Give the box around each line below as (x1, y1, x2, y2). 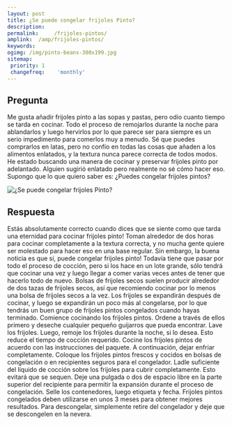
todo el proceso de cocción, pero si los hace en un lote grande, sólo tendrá (7, 262, 223, 270)
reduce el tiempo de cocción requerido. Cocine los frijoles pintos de (7, 336, 203, 344)
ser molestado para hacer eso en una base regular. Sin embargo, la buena (7, 247, 220, 255)
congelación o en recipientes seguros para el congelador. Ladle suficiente (7, 358, 220, 366)
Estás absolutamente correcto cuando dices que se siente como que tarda (7, 225, 222, 233)
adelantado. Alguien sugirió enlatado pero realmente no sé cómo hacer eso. (7, 165, 225, 173)
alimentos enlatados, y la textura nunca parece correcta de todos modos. (7, 150, 218, 158)
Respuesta (7, 206, 55, 218)
